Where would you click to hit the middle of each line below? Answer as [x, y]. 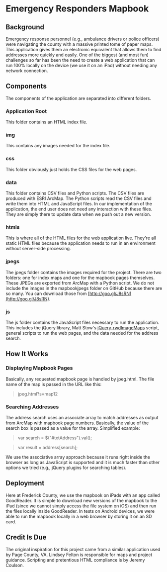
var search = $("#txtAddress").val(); [55, 438]
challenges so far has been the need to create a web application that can [80, 60]
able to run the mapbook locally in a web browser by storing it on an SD [79, 516]
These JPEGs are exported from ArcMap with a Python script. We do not [80, 283]
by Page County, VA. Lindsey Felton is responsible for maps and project [79, 555]
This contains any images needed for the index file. [58, 146]
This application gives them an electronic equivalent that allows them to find [83, 49]
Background [25, 27]
